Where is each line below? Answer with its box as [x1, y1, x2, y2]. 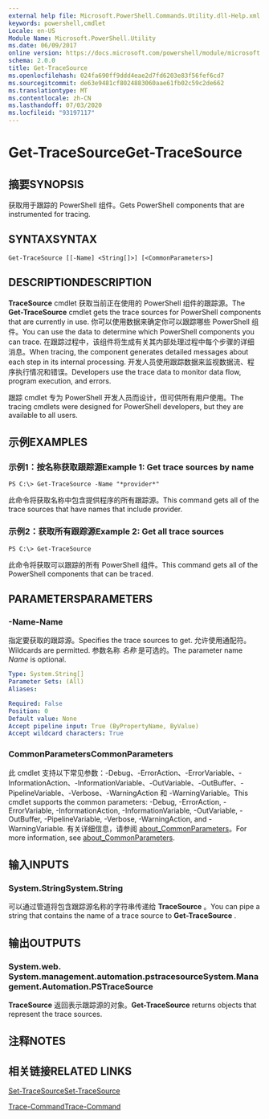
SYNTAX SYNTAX [8, 232, 98, 246]
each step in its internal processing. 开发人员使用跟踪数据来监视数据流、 [8, 357, 248, 367]
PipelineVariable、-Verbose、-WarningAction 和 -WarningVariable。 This [8, 788, 249, 797]
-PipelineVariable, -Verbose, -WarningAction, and [43, 814, 207, 824]
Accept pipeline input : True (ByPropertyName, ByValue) [8, 722, 199, 730]
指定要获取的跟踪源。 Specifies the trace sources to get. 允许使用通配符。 [8, 636, 251, 646]
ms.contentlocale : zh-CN [8, 94, 92, 102]
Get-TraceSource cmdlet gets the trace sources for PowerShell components [8, 307, 262, 317]
